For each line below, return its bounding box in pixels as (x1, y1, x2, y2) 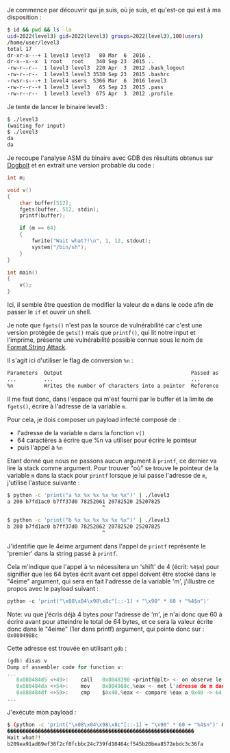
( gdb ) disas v (7, 657, 48, 664)
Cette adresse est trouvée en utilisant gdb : (7, 644, 127, 652)
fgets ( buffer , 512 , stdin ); (19, 206, 99, 213)
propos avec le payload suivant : (7, 584, 99, 592)
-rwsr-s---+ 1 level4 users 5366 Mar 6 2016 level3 (7, 78, 167, 84)
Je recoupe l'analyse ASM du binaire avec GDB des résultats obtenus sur (7, 154, 214, 162)
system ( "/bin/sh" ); (31, 244, 88, 251)
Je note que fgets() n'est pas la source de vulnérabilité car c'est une (7, 321, 203, 329)
